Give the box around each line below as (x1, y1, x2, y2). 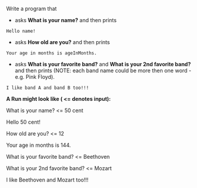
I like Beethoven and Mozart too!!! (6, 176, 89, 183)
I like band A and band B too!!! (6, 85, 89, 91)
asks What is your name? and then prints (14, 17, 117, 23)
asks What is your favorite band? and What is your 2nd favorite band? (14, 61, 192, 67)
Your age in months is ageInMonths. (6, 50, 97, 56)
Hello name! (6, 28, 36, 34)
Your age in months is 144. (6, 141, 71, 149)
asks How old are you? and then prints (14, 39, 110, 45)
